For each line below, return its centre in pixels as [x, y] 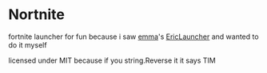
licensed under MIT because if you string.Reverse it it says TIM [112, 60]
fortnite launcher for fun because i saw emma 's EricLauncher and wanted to [133, 36]
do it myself [28, 44]
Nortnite [37, 15]
